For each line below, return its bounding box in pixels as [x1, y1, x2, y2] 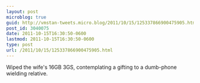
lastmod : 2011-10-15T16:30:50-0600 [6, 36, 95, 42]
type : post [6, 42, 33, 48]
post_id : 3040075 [6, 25, 49, 31]
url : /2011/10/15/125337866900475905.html [6, 47, 113, 53]
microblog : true [6, 14, 46, 20]
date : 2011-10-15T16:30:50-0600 [6, 31, 86, 37]
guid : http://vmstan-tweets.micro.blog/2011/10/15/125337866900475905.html [6, 20, 198, 25]
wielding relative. [6, 69, 48, 77]
